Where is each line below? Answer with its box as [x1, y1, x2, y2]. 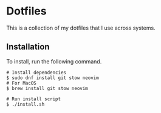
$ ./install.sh [6, 101, 45, 107]
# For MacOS [6, 80, 36, 86]
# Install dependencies [6, 69, 67, 76]
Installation [6, 42, 50, 52]
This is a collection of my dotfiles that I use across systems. [6, 24, 156, 31]
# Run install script [6, 95, 61, 102]
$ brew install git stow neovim [6, 85, 88, 91]
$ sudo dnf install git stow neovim [6, 74, 99, 81]
